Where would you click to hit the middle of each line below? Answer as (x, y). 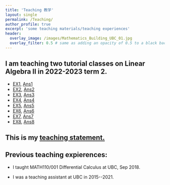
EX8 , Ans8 (23, 121)
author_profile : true (28, 24)
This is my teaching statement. (55, 137)
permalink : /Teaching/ (29, 19)
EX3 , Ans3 (23, 95)
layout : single (21, 15)
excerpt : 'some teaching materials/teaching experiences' (68, 29)
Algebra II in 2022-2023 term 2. (56, 72)
